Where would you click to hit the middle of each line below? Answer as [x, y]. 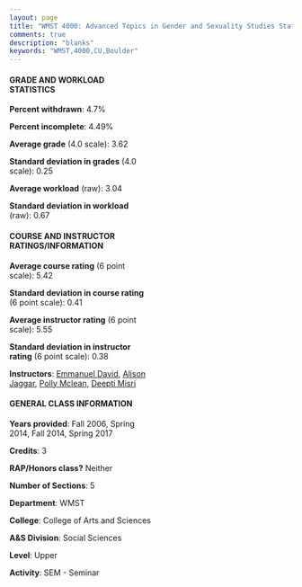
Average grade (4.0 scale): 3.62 [69, 144]
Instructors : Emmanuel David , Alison [78, 373]
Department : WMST [47, 503]
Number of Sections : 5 [52, 485]
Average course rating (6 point [67, 265]
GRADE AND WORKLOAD [57, 80]
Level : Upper [34, 555]
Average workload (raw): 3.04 [66, 189]
